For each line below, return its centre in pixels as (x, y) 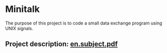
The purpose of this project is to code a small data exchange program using (84, 23)
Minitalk (23, 9)
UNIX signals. (19, 28)
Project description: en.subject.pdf (62, 44)
